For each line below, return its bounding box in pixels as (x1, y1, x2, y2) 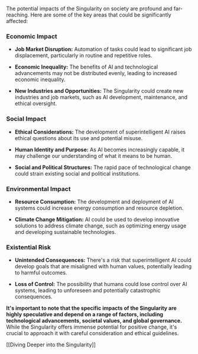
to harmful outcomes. (14, 269, 67, 277)
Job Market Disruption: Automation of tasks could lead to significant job (14, 46, 192, 53)
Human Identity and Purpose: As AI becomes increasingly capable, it (14, 146, 185, 153)
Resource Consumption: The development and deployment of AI (14, 198, 174, 205)
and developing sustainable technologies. (14, 228, 116, 235)
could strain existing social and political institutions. (14, 170, 141, 177)
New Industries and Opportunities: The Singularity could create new (14, 87, 184, 95)
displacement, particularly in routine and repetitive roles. (14, 52, 152, 59)
